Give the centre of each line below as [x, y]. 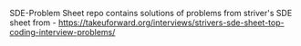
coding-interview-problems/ [62, 32]
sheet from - [33, 23]
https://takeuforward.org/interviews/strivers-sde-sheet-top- [171, 23]
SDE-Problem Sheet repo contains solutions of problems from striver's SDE [151, 13]
